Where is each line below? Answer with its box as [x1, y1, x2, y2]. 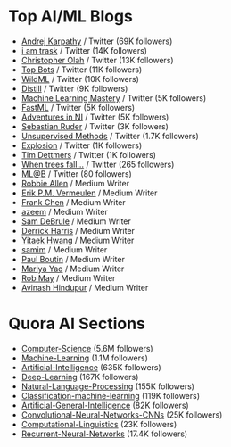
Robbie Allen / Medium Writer [21, 178, 130, 188]
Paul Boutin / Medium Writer [21, 253, 126, 264]
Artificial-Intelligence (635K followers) [21, 361, 161, 372]
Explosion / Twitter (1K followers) [21, 140, 143, 151]
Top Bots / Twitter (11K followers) [21, 64, 143, 75]
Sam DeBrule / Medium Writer [21, 216, 131, 227]
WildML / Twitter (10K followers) [21, 73, 140, 84]
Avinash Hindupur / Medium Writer [21, 282, 149, 293]
